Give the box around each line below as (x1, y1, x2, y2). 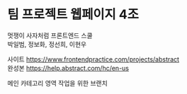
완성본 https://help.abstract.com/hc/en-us (7, 64, 130, 72)
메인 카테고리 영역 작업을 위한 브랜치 (7, 78, 108, 87)
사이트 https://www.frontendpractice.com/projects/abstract (7, 54, 179, 64)
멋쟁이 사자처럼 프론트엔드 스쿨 (7, 31, 93, 40)
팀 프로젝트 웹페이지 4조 (7, 6, 140, 23)
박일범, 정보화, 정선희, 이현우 (7, 40, 87, 48)
